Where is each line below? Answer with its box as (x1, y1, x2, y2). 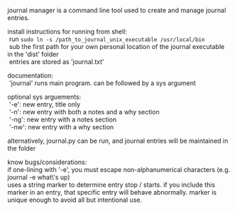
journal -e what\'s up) (7, 173, 70, 181)
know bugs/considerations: (7, 158, 87, 166)
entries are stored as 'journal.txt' (9, 58, 104, 66)
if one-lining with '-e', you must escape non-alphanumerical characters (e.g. (7, 166, 231, 173)
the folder (7, 144, 36, 152)
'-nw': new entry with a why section (9, 123, 114, 131)
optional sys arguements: (7, 92, 82, 101)
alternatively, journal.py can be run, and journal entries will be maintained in (7, 136, 228, 145)
